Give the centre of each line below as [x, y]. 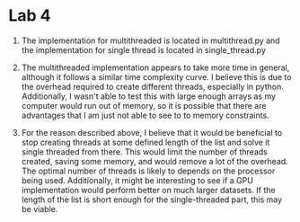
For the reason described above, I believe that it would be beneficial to [152, 132]
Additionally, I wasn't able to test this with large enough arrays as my [148, 96]
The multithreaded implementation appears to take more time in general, [155, 67]
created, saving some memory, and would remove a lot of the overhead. [154, 161]
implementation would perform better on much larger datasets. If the [148, 190]
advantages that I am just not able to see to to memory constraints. [146, 115]
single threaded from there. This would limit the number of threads [145, 151]
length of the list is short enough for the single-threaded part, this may [152, 200]
